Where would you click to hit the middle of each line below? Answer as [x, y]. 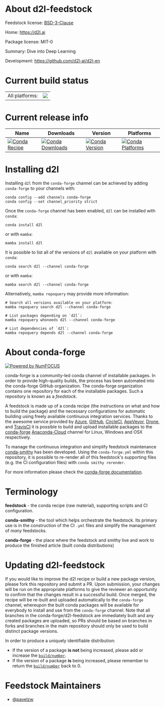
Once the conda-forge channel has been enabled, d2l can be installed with [80, 210]
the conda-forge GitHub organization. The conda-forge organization [74, 386]
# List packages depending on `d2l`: [44, 316]
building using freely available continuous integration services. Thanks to [79, 416]
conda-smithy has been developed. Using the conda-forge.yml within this [79, 452]
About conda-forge [45, 352]
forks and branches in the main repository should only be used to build [77, 626]
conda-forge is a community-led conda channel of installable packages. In [80, 375]
